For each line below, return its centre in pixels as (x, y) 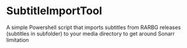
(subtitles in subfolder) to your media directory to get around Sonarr (90, 33)
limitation (17, 40)
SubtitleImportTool (54, 11)
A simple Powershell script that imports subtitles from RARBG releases (93, 27)
